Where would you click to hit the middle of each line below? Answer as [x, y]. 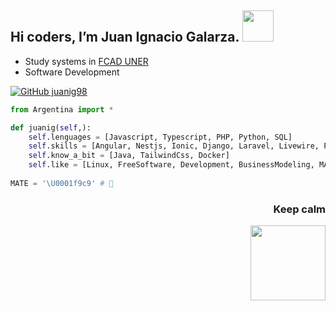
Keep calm [299, 209]
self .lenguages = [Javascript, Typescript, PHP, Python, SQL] [160, 137]
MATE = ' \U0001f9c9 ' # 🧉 [62, 183]
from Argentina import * [62, 109]
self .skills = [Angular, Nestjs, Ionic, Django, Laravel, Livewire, [174, 146]
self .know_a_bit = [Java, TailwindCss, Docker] [129, 156]
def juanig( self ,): [51, 127]
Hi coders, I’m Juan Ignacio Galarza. [125, 37]
